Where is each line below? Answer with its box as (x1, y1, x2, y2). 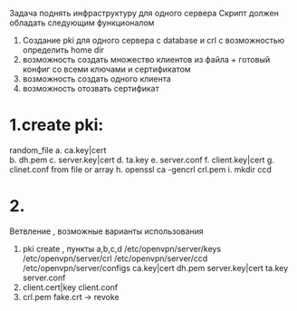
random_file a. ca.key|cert (9, 144, 107, 155)
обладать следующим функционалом (9, 17, 155, 28)
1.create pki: (9, 115, 104, 135)
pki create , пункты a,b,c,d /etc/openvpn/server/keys (22, 243, 222, 254)
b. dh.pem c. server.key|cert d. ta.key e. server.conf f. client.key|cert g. (9, 154, 274, 165)
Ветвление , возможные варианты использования (9, 226, 204, 237)
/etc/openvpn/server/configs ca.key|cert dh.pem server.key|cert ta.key (22, 262, 289, 273)
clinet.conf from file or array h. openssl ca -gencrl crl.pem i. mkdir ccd (9, 163, 272, 175)
